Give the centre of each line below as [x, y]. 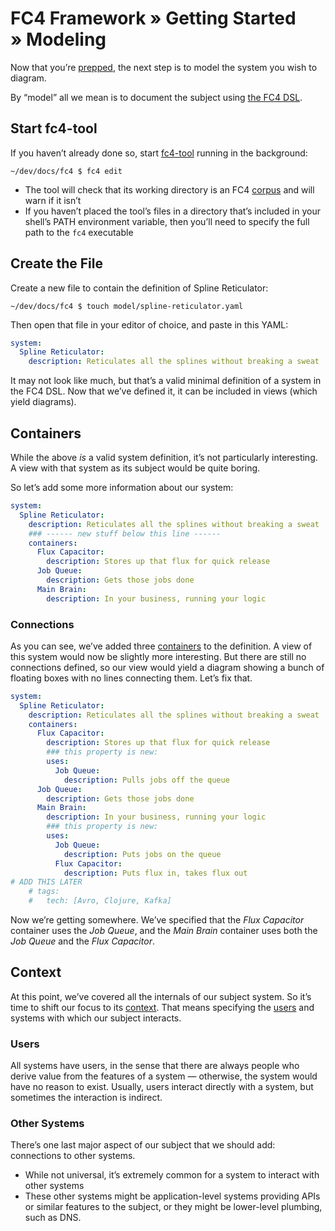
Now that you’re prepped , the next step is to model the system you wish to [164, 67]
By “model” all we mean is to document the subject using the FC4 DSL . [156, 97]
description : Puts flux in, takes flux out [155, 873]
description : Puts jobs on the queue [142, 854]
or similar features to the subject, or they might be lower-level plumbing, [173, 1207]
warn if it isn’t [53, 200]
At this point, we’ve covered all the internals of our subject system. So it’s [161, 996]
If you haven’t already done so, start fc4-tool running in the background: [159, 153]
